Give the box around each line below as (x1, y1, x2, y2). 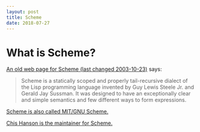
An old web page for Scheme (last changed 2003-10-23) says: (6, 65, 162, 73)
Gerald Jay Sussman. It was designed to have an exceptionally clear (21, 90, 191, 97)
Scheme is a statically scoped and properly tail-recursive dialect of (21, 77, 189, 85)
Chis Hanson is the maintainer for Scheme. (6, 119, 113, 127)
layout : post (6, 8, 39, 15)
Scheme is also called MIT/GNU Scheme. (6, 108, 109, 115)
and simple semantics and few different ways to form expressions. (21, 97, 187, 104)
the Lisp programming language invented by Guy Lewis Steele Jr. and (21, 83, 195, 91)
